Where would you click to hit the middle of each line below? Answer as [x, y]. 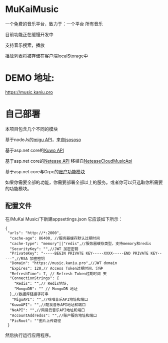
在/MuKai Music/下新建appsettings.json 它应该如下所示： [64, 219]
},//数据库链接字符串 [29, 294]
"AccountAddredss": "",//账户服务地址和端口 [53, 315]
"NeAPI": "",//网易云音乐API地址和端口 [47, 310]
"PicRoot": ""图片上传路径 [35, 321]
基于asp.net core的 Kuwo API [34, 150]
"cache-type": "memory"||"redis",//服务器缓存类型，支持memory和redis [80, 244]
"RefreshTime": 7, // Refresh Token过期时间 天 [58, 274]
